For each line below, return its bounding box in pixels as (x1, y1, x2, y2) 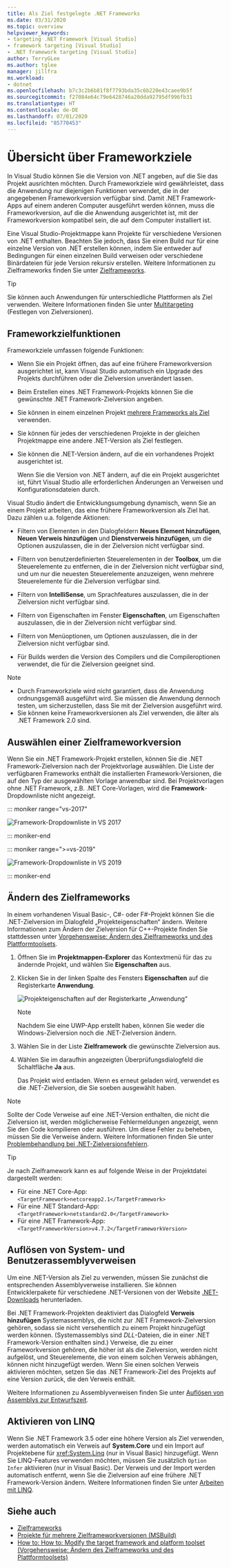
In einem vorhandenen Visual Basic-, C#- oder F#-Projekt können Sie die (7, 910, 215, 919)
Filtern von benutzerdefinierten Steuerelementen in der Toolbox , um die (17, 555, 222, 564)
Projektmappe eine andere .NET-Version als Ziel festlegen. (17, 436, 183, 445)
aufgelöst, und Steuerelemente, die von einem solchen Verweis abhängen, (7, 1353, 219, 1361)
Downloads (7, 1295, 39, 1304)
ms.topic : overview (7, 23, 63, 30)
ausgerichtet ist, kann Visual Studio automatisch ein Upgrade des (17, 367, 203, 376)
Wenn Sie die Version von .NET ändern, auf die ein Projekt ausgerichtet (17, 471, 220, 479)
